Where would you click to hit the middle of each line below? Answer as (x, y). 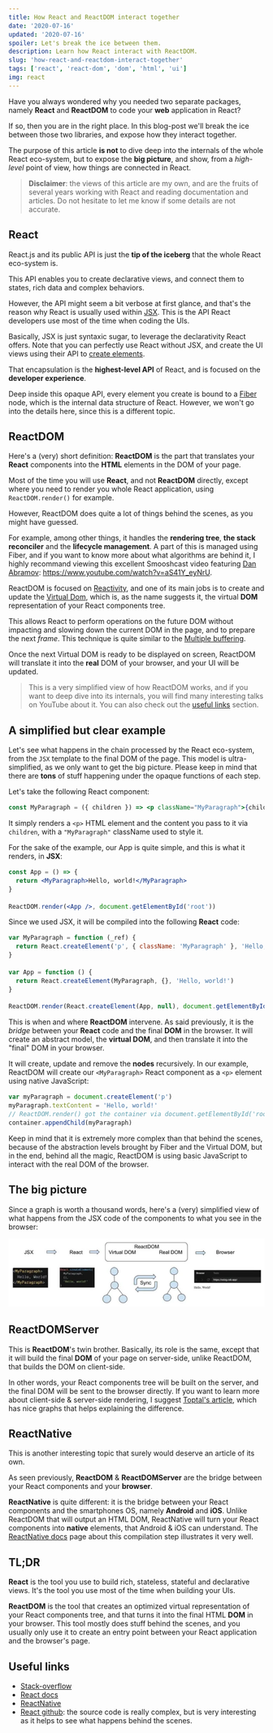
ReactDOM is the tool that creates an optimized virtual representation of (129, 1606)
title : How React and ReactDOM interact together (94, 17)
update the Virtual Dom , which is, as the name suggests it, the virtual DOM (133, 597)
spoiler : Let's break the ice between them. (85, 43)
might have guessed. (43, 522)
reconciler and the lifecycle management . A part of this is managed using (133, 547)
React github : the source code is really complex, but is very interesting (138, 1712)
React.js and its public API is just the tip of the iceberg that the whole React (135, 254)
